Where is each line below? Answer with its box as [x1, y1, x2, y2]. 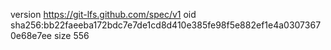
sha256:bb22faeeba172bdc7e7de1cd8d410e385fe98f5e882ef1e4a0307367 [10, 19, 322, 31]
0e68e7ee [10, 30, 53, 41]
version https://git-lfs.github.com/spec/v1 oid [10, 9, 197, 20]
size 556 [53, 30, 90, 41]
